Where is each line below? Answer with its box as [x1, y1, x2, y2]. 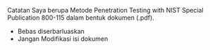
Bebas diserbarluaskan [17, 27, 85, 35]
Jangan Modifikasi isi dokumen [17, 35, 109, 43]
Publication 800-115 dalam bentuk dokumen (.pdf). [7, 13, 155, 22]
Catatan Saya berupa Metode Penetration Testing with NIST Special [7, 6, 204, 14]
